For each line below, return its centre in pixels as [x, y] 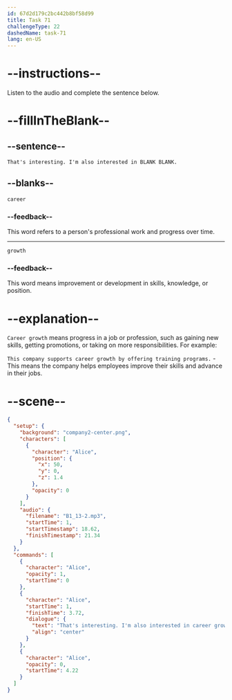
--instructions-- [54, 74]
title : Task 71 [29, 20]
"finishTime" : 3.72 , [55, 613]
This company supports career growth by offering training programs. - [112, 359]
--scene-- [37, 401]
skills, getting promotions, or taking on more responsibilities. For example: [112, 345]
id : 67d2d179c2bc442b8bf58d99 [51, 14]
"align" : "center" [58, 632]
